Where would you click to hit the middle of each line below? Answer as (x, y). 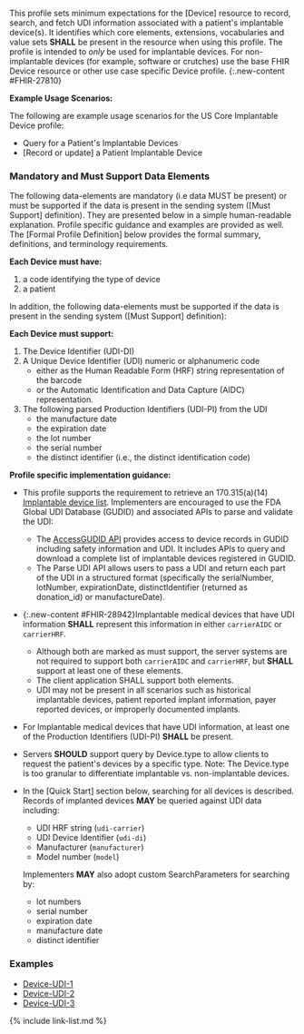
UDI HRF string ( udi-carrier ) (90, 828)
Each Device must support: (62, 334)
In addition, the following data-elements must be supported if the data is (144, 307)
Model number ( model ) (78, 857)
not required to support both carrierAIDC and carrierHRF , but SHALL (164, 661)
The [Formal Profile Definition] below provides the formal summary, (135, 234)
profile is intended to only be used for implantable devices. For (126, 52)
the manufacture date (77, 419)
